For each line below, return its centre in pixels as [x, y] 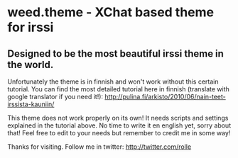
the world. [31, 64]
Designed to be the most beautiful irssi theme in [115, 53]
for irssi [31, 27]
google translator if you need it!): [55, 97]
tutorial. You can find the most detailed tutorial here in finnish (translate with [118, 89]
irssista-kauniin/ [31, 104]
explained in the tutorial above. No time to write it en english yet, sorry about [119, 125]
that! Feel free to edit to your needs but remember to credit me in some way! [119, 133]
